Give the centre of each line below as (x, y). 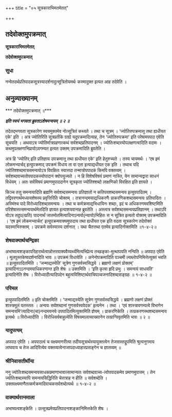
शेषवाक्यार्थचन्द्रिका (22, 240)
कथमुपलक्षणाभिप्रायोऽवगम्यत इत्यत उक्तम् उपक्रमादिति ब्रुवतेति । (55, 148)
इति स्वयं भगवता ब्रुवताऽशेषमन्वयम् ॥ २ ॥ (37, 121)
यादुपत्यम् (14, 330)
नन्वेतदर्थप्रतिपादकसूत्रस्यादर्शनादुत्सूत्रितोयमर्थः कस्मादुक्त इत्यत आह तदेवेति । (66, 82)
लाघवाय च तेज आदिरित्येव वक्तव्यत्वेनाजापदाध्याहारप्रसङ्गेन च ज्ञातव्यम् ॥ (63, 347)
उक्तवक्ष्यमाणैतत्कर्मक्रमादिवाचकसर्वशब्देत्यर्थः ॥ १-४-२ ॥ (51, 384)
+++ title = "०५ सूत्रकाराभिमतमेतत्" (37, 8)
